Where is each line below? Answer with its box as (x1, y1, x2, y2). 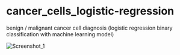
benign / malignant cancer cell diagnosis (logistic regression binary (6, 24, 173, 31)
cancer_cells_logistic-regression (6, 4, 175, 18)
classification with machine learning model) (6, 30, 114, 37)
